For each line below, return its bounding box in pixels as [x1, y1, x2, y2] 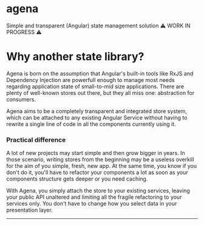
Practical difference [6, 136, 66, 144]
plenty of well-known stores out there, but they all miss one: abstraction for [6, 89, 195, 96]
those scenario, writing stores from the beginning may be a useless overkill [6, 156, 194, 163]
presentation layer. [6, 206, 53, 214]
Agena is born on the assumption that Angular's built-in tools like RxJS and [6, 69, 194, 77]
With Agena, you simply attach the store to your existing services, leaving [6, 187, 190, 195]
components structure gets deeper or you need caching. [6, 175, 148, 182]
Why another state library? [6, 50, 144, 64]
